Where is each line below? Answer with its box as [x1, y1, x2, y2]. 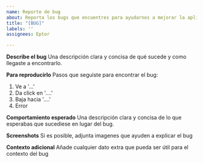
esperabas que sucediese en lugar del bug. [6, 120, 114, 127]
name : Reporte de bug [6, 8, 61, 15]
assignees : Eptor [6, 31, 50, 37]
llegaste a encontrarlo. [6, 60, 62, 67]
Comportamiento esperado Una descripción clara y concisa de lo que [6, 114, 182, 121]
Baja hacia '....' [14, 96, 51, 103]
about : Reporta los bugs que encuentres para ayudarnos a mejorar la [6, 14, 185, 21]
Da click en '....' [14, 89, 53, 97]
